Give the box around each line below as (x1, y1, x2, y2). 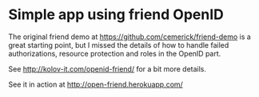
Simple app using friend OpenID (8, 6, 224, 24)
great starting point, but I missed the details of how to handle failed (8, 40, 229, 49)
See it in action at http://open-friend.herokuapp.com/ (8, 80, 184, 89)
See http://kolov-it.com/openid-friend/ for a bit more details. (8, 64, 206, 73)
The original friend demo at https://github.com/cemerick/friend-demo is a (8, 32, 252, 41)
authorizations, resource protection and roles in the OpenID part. (8, 48, 221, 58)
